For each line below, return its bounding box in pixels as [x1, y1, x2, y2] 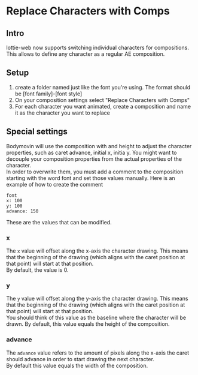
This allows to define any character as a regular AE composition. [6, 50, 165, 58]
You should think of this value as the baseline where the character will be [6, 314, 187, 322]
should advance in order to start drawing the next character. [6, 355, 154, 362]
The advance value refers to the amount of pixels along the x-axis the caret [6, 349, 190, 356]
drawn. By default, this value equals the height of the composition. [6, 320, 170, 328]
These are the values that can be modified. [6, 218, 112, 226]
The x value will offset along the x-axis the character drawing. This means [6, 247, 188, 254]
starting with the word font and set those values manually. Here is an [6, 174, 175, 181]
